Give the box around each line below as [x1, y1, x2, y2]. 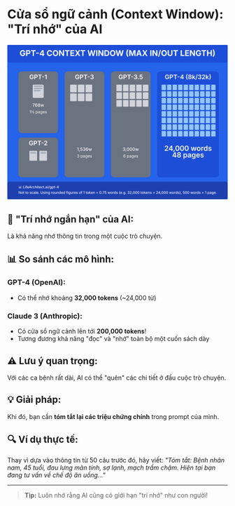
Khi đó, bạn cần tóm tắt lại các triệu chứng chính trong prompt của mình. [7, 412, 220, 420]
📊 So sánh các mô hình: [7, 253, 114, 265]
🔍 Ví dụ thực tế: [7, 434, 78, 446]
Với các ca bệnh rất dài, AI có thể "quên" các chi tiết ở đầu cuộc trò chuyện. [7, 373, 227, 382]
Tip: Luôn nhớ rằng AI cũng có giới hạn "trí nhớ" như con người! [24, 491, 208, 499]
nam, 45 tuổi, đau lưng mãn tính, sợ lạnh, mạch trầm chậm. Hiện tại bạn [7, 463, 216, 472]
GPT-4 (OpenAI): [7, 277, 66, 287]
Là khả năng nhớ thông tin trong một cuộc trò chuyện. [7, 232, 163, 241]
